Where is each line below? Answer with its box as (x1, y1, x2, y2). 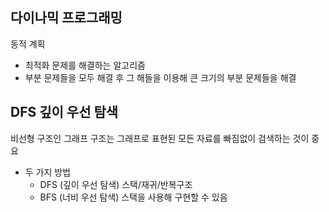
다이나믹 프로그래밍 (10, 9, 123, 27)
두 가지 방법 (24, 166, 72, 178)
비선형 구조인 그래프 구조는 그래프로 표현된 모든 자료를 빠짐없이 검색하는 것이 (10, 132, 310, 144)
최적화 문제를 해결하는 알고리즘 (24, 59, 146, 71)
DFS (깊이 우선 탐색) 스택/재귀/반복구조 (39, 178, 193, 190)
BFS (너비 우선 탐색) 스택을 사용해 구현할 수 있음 (39, 191, 228, 203)
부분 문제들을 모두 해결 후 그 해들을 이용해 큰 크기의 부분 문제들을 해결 (24, 71, 297, 83)
